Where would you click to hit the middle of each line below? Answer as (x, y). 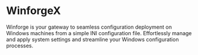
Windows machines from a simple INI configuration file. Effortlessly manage (99, 33)
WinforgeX (34, 11)
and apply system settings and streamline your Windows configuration (93, 39)
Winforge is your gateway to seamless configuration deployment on (89, 27)
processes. (20, 46)
